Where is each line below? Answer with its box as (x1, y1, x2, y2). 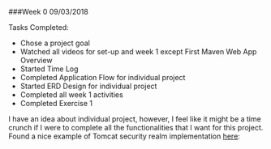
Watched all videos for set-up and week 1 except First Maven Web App (19, 47, 257, 56)
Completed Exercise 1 (19, 99, 93, 108)
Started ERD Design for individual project (19, 81, 157, 91)
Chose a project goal (19, 38, 91, 48)
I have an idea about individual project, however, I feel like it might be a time (8, 114, 261, 124)
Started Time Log (19, 64, 79, 74)
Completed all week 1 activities (19, 90, 123, 100)
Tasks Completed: (8, 23, 69, 32)
